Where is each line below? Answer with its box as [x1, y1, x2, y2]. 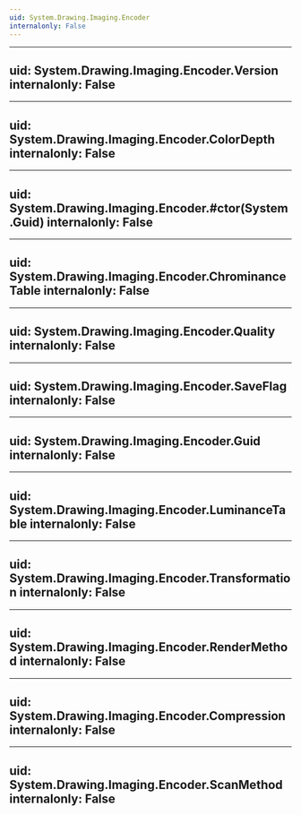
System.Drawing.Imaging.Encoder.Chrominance [9, 270, 287, 285]
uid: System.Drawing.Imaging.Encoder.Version [9, 63, 279, 78]
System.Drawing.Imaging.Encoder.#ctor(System [9, 201, 288, 216]
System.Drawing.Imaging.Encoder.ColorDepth [9, 132, 276, 147]
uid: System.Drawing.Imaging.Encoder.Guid [9, 433, 262, 449]
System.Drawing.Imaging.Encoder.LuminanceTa [9, 502, 287, 518]
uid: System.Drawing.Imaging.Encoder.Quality [9, 324, 276, 339]
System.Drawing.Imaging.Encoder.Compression [9, 708, 287, 724]
